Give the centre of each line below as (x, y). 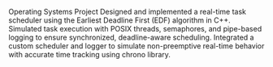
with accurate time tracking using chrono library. (89, 54)
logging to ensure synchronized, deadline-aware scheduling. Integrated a (131, 37)
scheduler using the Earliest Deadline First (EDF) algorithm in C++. (120, 20)
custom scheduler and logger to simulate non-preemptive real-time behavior (136, 46)
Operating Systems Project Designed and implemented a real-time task (127, 12)
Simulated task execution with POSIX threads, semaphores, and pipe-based (135, 29)
